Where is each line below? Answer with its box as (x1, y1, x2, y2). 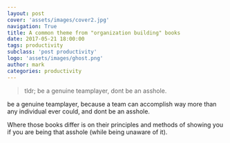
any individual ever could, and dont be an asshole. (7, 107, 151, 115)
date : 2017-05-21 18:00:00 (7, 36, 85, 43)
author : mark (7, 61, 45, 68)
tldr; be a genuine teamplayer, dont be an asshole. (23, 87, 167, 95)
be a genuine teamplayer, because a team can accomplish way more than (7, 100, 217, 108)
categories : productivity (7, 67, 82, 74)
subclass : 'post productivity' (7, 49, 97, 56)
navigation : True (7, 23, 57, 30)
